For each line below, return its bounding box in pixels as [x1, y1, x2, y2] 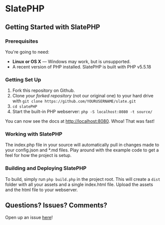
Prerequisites [5, 38, 38, 45]
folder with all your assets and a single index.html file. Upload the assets [5, 181, 153, 187]
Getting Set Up [5, 76, 41, 83]
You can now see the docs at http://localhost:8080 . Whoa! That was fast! [5, 118, 155, 124]
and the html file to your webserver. [5, 187, 78, 193]
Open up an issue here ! [5, 214, 53, 220]
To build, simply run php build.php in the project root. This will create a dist [5, 176, 161, 182]
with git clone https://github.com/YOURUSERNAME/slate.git [12, 98, 136, 104]
